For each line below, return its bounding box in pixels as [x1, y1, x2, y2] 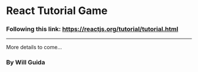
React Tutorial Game [6, 4, 108, 18]
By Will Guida [6, 59, 45, 67]
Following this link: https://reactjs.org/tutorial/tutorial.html [6, 25, 179, 33]
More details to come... [6, 44, 62, 51]
